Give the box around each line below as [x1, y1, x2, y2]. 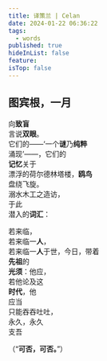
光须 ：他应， [8, 266, 50, 276]
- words [15, 34, 42, 43]
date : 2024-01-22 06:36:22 [8, 19, 98, 27]
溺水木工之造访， [8, 189, 65, 199]
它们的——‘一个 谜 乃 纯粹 [8, 138, 88, 149]
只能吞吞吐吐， [8, 306, 57, 316]
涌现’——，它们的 [8, 149, 66, 158]
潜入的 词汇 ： [8, 209, 50, 219]
